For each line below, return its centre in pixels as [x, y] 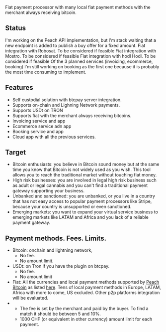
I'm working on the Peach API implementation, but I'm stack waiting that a [81, 40]
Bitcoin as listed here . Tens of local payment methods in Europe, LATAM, [87, 287]
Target [16, 152]
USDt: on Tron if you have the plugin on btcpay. [61, 266]
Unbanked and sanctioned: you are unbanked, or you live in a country [84, 196]
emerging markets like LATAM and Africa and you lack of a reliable [81, 217]
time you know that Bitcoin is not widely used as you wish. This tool [81, 169]
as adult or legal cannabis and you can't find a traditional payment [80, 185]
